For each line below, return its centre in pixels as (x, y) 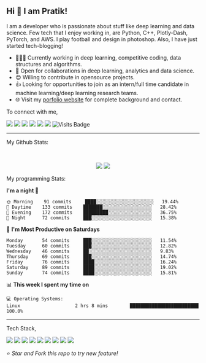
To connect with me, (32, 112)
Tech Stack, (21, 328)
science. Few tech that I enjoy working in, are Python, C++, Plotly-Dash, (97, 33)
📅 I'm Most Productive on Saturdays (53, 229)
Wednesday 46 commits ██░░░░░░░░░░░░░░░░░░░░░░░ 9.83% (90, 251)
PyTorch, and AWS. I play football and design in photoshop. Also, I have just (102, 39)
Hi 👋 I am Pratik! (37, 11)
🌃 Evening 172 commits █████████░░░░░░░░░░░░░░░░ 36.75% (91, 213)
